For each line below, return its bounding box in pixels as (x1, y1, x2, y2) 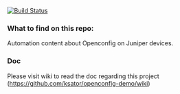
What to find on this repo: (7, 23, 94, 33)
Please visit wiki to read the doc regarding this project (7, 72, 159, 80)
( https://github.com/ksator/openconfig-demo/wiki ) (7, 79, 150, 87)
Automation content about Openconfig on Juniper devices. (7, 39, 174, 47)
